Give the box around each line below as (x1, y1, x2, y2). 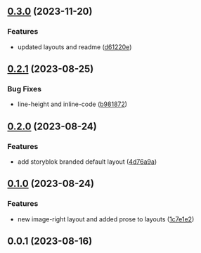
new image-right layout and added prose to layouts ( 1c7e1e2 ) (17, 214, 195, 223)
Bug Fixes (7, 84, 42, 93)
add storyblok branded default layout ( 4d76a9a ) (17, 157, 157, 166)
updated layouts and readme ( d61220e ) (17, 42, 132, 51)
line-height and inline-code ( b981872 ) (17, 100, 128, 108)
